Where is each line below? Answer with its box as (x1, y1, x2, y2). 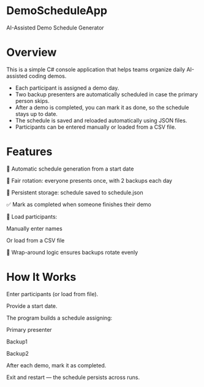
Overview (6, 45, 57, 59)
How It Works (6, 270, 77, 284)
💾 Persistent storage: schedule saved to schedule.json (6, 188, 144, 196)
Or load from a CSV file (6, 237, 65, 244)
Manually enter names (6, 224, 62, 232)
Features (6, 145, 53, 159)
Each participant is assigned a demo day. (15, 84, 119, 91)
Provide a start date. (6, 302, 58, 310)
